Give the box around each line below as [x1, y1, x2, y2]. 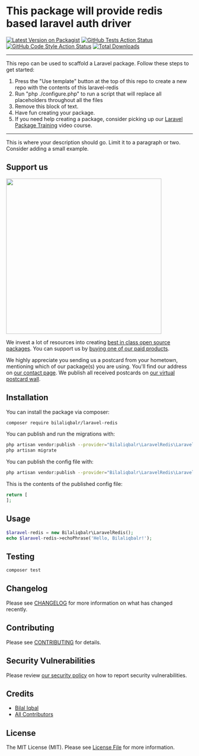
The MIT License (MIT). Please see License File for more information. [6, 744, 175, 751]
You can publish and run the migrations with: [6, 430, 115, 437]
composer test [6, 567, 41, 573]
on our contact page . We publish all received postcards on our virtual [6, 369, 175, 376]
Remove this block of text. [14, 103, 79, 110]
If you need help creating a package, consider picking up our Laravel [14, 115, 183, 122]
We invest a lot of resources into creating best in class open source [6, 338, 171, 345]
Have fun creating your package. [14, 109, 95, 116]
